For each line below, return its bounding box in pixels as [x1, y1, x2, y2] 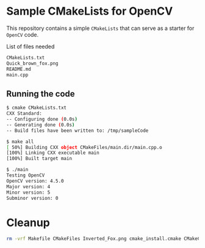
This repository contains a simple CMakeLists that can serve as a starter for [6, 24, 195, 32]
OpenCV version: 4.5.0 [6, 178, 64, 184]
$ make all [6, 139, 34, 145]
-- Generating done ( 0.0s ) [6, 122, 75, 128]
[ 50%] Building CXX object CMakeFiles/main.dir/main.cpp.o [6, 144, 163, 150]
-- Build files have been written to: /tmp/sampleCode [6, 127, 149, 134]
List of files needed [6, 43, 55, 50]
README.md [6, 66, 32, 72]
